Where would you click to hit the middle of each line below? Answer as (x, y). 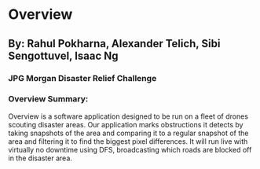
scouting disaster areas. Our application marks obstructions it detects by (126, 124)
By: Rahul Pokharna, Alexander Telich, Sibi (114, 44)
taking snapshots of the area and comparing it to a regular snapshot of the (128, 133)
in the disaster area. (40, 158)
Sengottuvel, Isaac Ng (64, 55)
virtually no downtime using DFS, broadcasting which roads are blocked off (130, 149)
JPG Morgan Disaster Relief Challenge (82, 78)
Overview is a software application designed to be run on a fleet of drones (128, 116)
